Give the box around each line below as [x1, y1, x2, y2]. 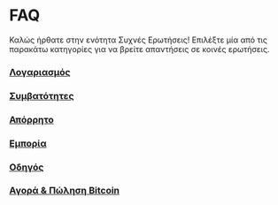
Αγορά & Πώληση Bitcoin [9, 185, 120, 197]
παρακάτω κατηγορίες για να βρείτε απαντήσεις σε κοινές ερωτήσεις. [9, 43, 270, 54]
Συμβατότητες [9, 89, 74, 102]
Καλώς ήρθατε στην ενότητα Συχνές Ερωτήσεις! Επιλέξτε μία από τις [9, 34, 268, 45]
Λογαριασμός [9, 65, 71, 78]
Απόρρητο [9, 113, 55, 125]
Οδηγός [9, 161, 44, 173]
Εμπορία [9, 137, 47, 149]
